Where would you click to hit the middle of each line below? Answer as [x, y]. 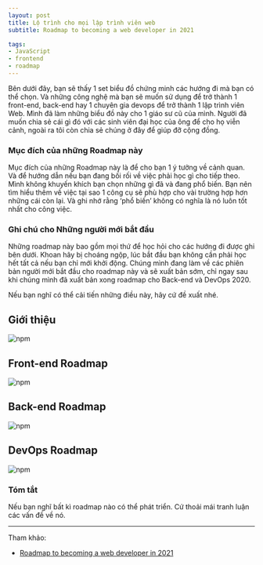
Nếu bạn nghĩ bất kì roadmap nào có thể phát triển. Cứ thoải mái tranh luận [129, 507]
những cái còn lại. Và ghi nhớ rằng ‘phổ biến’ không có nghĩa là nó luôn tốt [128, 201]
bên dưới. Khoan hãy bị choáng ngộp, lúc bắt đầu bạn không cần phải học [127, 255]
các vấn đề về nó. [37, 516]
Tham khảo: [27, 538]
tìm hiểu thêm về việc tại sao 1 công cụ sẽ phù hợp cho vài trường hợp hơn [128, 192]
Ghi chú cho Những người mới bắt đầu [81, 230]
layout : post [29, 15]
